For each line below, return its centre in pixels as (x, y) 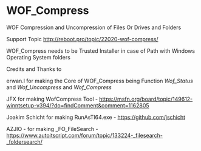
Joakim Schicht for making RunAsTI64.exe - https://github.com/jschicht (96, 117)
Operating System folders (39, 57)
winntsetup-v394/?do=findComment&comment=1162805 (78, 105)
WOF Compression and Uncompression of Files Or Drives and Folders (94, 27)
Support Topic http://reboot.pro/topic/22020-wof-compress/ (83, 39)
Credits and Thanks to (34, 69)
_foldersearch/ (24, 142)
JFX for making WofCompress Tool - (52, 99)
